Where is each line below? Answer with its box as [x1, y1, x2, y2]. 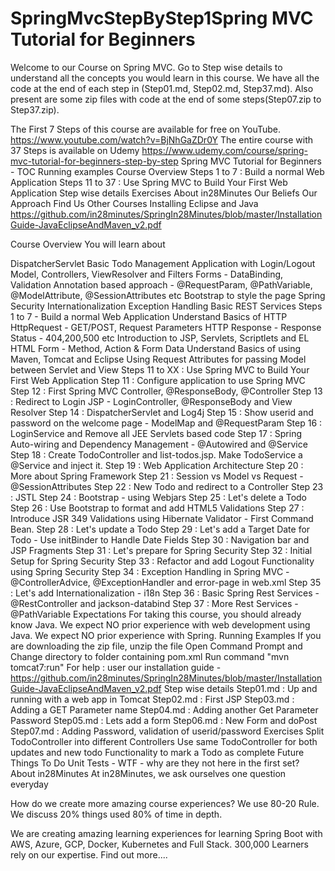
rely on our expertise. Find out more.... [10, 848, 168, 861]
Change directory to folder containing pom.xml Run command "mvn [10, 650, 290, 662]
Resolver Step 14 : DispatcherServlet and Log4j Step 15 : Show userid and [10, 406, 314, 418]
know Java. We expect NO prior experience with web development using [10, 618, 311, 631]
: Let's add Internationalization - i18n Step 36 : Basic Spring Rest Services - [10, 587, 320, 599]
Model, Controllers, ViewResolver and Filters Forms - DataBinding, [10, 268, 284, 280]
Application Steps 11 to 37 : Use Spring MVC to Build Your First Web [10, 176, 288, 188]
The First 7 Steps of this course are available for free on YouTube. [10, 123, 282, 135]
